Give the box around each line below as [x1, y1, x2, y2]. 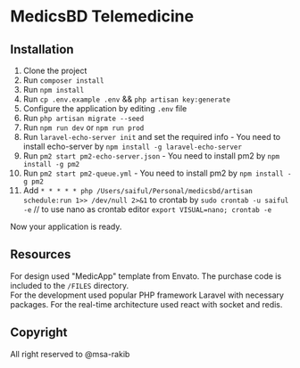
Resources [10, 247, 71, 262]
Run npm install [22, 85, 85, 94]
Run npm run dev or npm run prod [22, 122, 145, 133]
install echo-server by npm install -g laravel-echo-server [22, 141, 242, 151]
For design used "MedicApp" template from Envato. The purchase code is [10, 270, 282, 282]
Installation [10, 42, 74, 57]
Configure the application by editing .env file [22, 103, 187, 113]
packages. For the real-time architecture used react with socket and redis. [10, 298, 283, 309]
